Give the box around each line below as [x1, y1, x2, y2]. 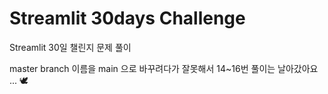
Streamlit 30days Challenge [9, 7, 246, 30]
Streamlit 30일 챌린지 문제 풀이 [9, 41, 132, 53]
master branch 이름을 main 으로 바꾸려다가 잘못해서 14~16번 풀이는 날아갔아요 [9, 62, 319, 74]
